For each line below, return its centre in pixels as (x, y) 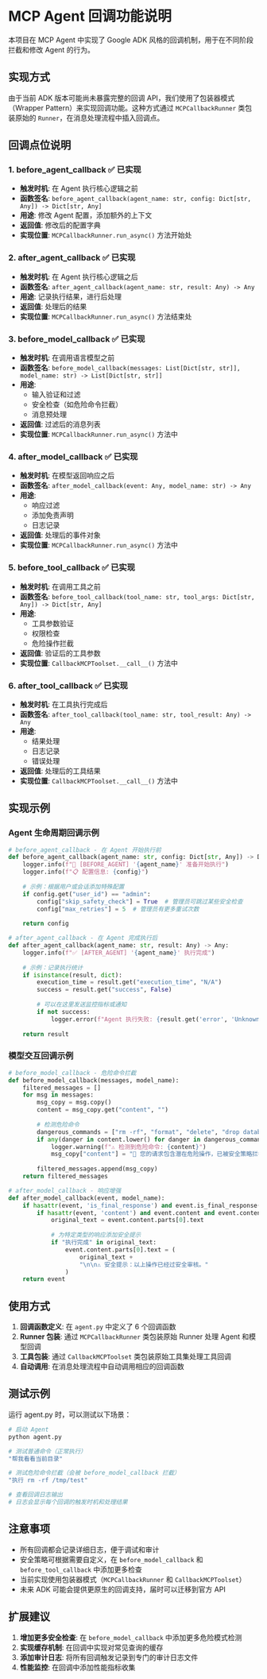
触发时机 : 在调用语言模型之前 (67, 358)
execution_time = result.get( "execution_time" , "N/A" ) (130, 982)
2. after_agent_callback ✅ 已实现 (72, 257)
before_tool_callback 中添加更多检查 (81, 1569)
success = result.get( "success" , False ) (104, 990)
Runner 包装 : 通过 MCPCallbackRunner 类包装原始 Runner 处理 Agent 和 (134, 1337)
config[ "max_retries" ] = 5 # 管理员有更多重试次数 (118, 909)
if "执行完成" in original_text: (104, 1243)
